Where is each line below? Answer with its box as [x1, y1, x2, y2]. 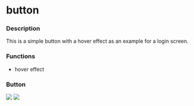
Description [6, 25, 40, 33]
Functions [6, 52, 35, 60]
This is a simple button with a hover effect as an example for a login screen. [6, 37, 189, 45]
